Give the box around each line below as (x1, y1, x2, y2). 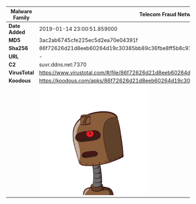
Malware (10, 8, 33, 15)
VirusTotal (8, 69, 34, 76)
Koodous (8, 77, 31, 85)
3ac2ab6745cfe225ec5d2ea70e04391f (38, 37, 138, 44)
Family (13, 14, 30, 21)
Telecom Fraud (139, 11, 177, 17)
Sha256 (8, 45, 29, 52)
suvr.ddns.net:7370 (38, 61, 87, 68)
